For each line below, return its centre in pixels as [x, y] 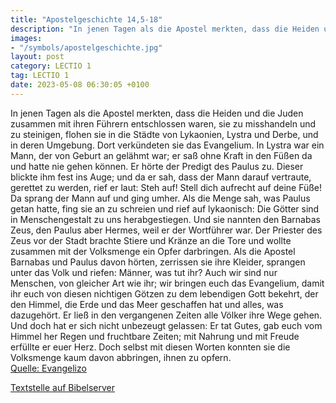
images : [26, 38]
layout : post [37, 57]
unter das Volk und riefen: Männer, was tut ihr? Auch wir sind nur [144, 272]
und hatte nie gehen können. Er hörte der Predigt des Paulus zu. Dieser [157, 166]
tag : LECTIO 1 [40, 76]
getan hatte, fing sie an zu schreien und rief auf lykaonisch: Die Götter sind [165, 208]
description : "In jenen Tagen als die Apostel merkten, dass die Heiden [165, 29]
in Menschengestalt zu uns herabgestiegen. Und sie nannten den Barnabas [165, 219]
